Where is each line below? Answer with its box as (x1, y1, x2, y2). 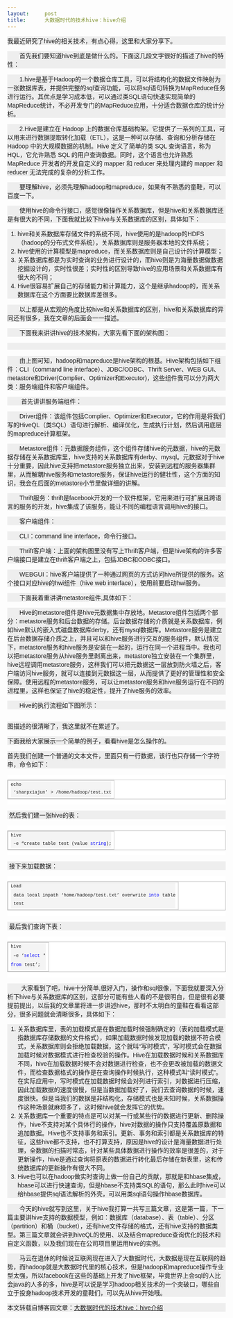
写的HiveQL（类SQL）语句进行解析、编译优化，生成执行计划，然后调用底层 (7, 421, 222, 429)
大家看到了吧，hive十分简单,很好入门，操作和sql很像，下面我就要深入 (20, 984, 218, 992)
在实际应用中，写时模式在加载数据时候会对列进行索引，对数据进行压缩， (17, 1077, 224, 1085)
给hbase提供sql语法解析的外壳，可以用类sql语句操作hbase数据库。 (17, 1189, 206, 1198)
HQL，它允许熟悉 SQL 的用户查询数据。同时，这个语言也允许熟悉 (7, 151, 193, 158)
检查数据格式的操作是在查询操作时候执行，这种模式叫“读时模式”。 (35, 1068, 223, 1076)
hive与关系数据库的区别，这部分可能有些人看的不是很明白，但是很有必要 (19, 993, 225, 1000)
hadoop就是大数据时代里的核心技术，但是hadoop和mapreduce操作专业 (25, 1262, 224, 1271)
